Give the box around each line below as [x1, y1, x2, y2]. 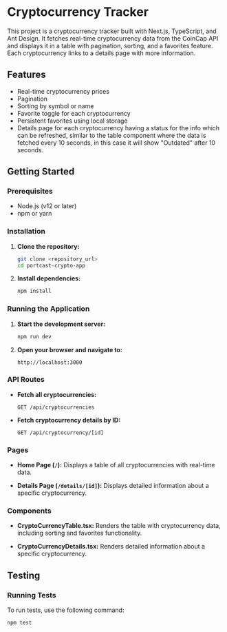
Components [7, 506, 52, 516]
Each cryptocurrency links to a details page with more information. [7, 49, 196, 57]
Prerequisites [7, 187, 53, 196]
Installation [7, 227, 46, 236]
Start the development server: [17, 320, 106, 328]
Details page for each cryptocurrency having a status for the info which [17, 123, 220, 132]
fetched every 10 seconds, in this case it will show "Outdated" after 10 [17, 139, 215, 147]
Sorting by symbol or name [17, 101, 94, 110]
